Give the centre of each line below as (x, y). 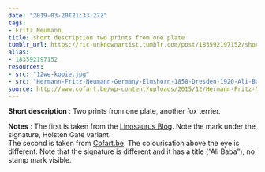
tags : (17, 23)
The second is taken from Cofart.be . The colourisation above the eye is (124, 144)
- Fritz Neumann (35, 30)
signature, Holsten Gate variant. (60, 135)
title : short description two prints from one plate (97, 37)
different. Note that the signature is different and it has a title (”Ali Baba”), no (131, 151)
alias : (19, 52)
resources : (26, 67)
